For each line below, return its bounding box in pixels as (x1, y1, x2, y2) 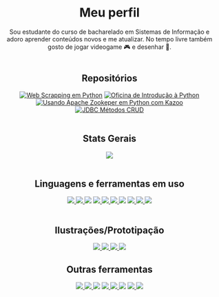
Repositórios (81, 72, 138, 84)
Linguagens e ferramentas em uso (34, 178, 185, 190)
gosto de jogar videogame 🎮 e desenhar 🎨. (48, 43, 171, 51)
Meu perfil (79, 5, 140, 21)
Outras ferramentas (65, 263, 154, 275)
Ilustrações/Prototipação (54, 224, 165, 236)
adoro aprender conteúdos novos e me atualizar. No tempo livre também (6, 34, 213, 43)
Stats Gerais (82, 133, 137, 145)
